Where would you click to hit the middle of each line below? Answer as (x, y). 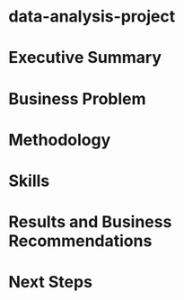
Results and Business (90, 222)
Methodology (60, 140)
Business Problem (77, 98)
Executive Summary (85, 58)
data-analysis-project (92, 17)
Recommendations (80, 241)
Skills (29, 181)
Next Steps (51, 282)
